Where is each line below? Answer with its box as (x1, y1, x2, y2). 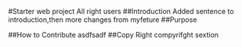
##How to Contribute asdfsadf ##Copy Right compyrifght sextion (8, 31, 219, 39)
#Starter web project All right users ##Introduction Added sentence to (8, 7, 234, 16)
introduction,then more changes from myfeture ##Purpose (8, 15, 197, 24)
